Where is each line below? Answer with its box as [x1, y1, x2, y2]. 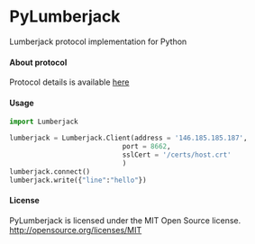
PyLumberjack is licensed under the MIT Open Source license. [9, 214, 241, 226]
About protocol [9, 57, 68, 68]
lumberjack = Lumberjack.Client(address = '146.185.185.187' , [9, 133, 248, 143]
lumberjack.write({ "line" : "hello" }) [9, 176, 147, 185]
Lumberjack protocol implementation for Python [9, 36, 187, 47]
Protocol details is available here [9, 77, 130, 87]
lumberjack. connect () [9, 167, 91, 176]
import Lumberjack [9, 117, 78, 127]
